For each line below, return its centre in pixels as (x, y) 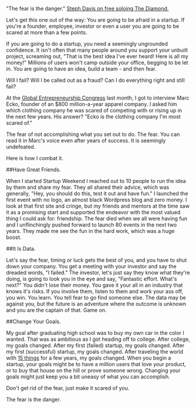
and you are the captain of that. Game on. (56, 310)
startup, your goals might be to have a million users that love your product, (96, 364)
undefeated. (21, 147)
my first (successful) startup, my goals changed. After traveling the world (95, 352)
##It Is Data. (21, 249)
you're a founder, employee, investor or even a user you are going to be (93, 26)
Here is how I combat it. (35, 158)
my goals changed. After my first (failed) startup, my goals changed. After (95, 345)
